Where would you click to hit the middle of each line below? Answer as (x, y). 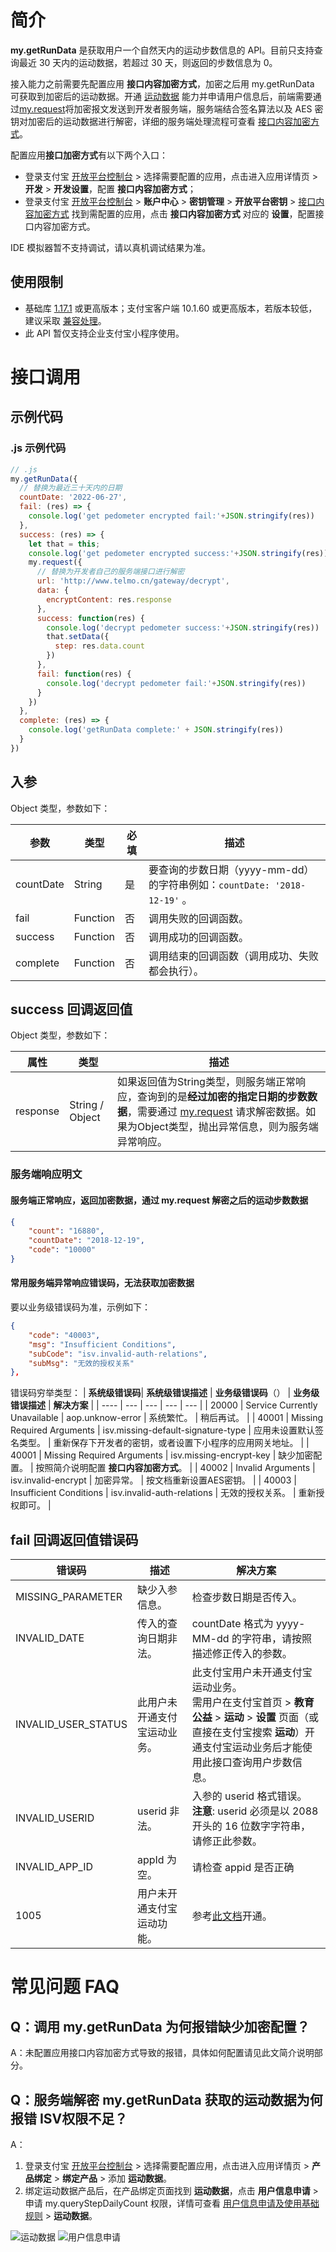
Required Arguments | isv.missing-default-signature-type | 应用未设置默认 (162, 1430)
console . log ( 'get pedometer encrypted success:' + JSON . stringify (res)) (178, 553)
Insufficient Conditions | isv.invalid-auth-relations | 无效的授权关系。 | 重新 (163, 1493)
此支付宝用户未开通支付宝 (252, 1673)
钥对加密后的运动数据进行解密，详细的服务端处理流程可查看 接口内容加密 (160, 121)
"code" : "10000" (62, 1250)
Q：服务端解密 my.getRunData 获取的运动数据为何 (166, 2099)
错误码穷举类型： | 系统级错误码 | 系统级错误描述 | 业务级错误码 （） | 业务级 (165, 1393)
